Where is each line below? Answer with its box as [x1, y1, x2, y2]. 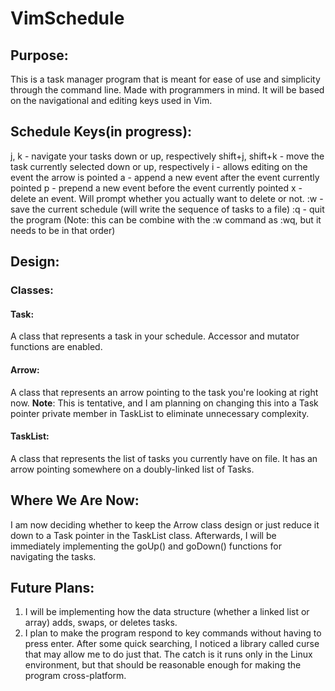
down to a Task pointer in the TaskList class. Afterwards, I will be [10, 529, 277, 541]
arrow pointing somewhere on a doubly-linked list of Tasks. [10, 463, 255, 475]
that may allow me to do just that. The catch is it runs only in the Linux [24, 648, 313, 661]
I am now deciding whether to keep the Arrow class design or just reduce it [10, 518, 320, 531]
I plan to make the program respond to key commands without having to [24, 627, 322, 639]
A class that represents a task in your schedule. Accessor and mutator [10, 330, 300, 342]
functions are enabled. [10, 341, 103, 353]
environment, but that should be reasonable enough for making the [24, 659, 302, 671]
